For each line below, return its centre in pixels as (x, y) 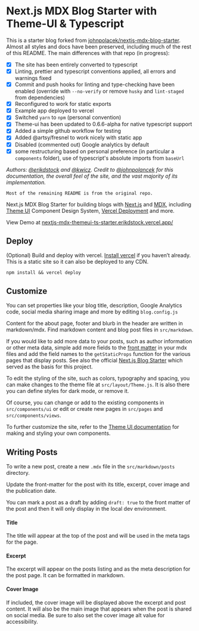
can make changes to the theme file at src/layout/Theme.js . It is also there (98, 385)
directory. (18, 473)
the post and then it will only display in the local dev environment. (86, 509)
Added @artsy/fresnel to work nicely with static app (78, 138)
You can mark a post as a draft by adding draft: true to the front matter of (98, 502)
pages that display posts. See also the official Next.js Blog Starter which (94, 361)
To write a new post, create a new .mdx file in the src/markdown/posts (91, 467)
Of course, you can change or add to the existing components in (85, 403)
